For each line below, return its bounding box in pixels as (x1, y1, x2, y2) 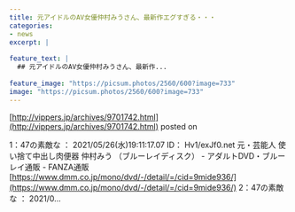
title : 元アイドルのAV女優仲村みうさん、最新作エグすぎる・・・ (9, 12, 217, 22)
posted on (160, 121, 198, 131)
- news (9, 29, 34, 38)
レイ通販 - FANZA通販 (9, 161, 89, 172)
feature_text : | (9, 54, 69, 63)
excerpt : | (9, 37, 50, 47)
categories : (9, 21, 53, 30)
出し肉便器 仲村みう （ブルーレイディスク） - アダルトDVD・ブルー (39, 150, 286, 161)
